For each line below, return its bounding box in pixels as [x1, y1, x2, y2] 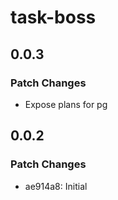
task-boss [10, 6, 97, 29]
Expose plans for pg [24, 98, 108, 110]
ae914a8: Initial [24, 180, 88, 192]
